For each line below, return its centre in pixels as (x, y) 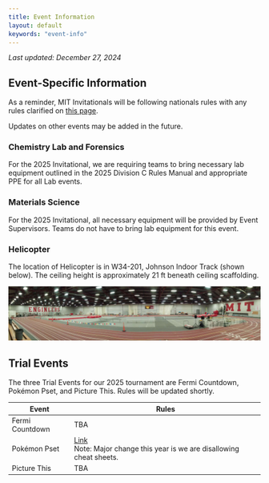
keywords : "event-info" (48, 34)
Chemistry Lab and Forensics (66, 147)
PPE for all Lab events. (45, 181)
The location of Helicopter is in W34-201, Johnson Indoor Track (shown (126, 267)
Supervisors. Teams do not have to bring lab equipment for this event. (123, 228)
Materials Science (44, 202)
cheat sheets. (96, 457)
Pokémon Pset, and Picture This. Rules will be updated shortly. (111, 391)
